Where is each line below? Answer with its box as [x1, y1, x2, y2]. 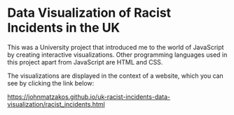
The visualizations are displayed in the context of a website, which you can [7, 72, 224, 80]
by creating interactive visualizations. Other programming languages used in [7, 50, 228, 59]
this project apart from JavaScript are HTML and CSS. [7, 57, 163, 66]
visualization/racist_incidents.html [7, 100, 105, 108]
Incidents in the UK [7, 20, 121, 36]
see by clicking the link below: [7, 79, 95, 87]
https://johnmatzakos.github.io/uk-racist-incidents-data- [7, 93, 171, 101]
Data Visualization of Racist [7, 5, 172, 21]
